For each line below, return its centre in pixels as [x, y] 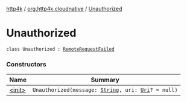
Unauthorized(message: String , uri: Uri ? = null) [105, 90]
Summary [105, 80]
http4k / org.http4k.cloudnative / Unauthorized [64, 9]
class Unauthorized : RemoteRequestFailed [60, 49]
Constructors [26, 64]
